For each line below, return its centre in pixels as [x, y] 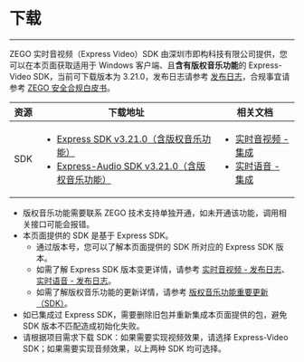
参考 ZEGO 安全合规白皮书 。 [62, 88]
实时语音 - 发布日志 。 [76, 281]
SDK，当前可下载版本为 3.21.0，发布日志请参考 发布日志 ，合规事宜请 [161, 76]
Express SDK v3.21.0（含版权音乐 [129, 138]
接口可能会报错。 [62, 224]
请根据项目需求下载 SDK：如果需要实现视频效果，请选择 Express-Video [155, 337]
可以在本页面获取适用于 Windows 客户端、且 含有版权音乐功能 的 [128, 65]
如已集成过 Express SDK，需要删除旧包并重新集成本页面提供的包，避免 [155, 314]
